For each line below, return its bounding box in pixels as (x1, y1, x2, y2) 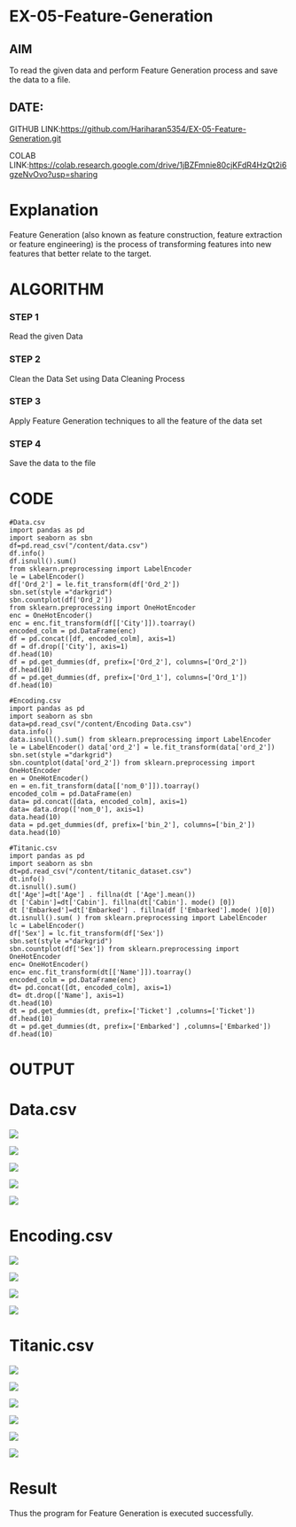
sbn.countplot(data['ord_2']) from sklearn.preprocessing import (9, 759, 255, 767)
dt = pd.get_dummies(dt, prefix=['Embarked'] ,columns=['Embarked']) (9, 1022, 272, 1032)
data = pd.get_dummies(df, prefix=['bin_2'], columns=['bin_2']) (9, 821, 255, 830)
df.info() (9, 549, 46, 558)
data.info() (9, 728, 53, 736)
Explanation (9, 200, 99, 220)
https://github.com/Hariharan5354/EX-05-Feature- (60, 123, 246, 134)
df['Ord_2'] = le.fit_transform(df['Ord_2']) (9, 580, 180, 589)
